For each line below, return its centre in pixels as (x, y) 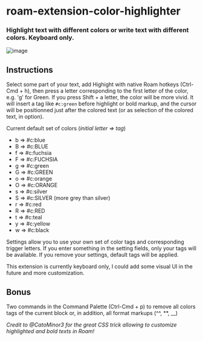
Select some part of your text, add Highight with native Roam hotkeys (93, 84)
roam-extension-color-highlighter (94, 11)
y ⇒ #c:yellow (32, 224)
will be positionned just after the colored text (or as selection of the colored (100, 110)
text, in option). (25, 117)
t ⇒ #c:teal (28, 217)
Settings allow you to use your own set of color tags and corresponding (95, 242)
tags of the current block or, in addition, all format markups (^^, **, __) (92, 313)
